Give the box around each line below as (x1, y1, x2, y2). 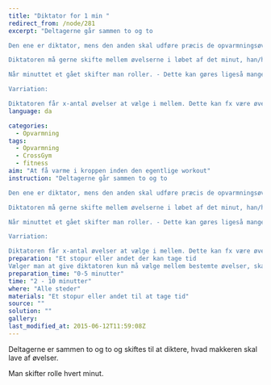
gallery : (8, 315, 38, 323)
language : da (8, 107, 52, 115)
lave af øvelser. (8, 353, 59, 362)
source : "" (8, 299, 45, 308)
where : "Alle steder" (8, 284, 81, 293)
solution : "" (8, 308, 52, 316)
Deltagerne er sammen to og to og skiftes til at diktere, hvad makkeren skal (8, 344, 258, 354)
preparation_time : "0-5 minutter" (8, 270, 125, 278)
